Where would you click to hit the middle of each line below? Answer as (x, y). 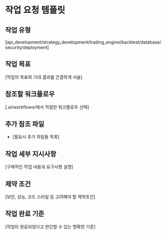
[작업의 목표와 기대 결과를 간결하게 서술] (44, 77)
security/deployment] (27, 47)
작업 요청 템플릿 (35, 10)
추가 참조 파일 (25, 124)
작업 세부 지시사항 (31, 154)
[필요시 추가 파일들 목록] (36, 137)
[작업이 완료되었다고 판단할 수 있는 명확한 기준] (50, 227)
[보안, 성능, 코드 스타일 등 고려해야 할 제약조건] (50, 197)
